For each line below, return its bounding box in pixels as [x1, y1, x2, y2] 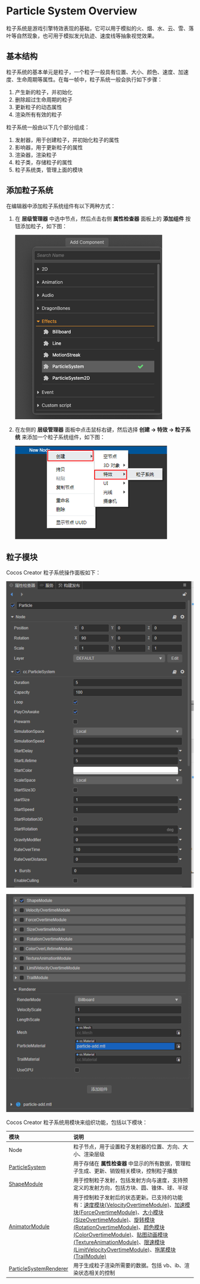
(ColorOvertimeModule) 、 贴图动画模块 [73, 1231, 168, 1238]
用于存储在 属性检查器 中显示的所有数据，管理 [73, 1160, 186, 1167]
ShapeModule [8, 1180, 43, 1187]
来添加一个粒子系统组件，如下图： [21, 433, 105, 440]
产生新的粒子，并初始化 [14, 88, 73, 96]
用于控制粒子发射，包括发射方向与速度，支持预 [73, 1177, 189, 1184]
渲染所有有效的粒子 [14, 110, 62, 118]
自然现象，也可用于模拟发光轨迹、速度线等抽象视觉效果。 [16, 32, 158, 39]
